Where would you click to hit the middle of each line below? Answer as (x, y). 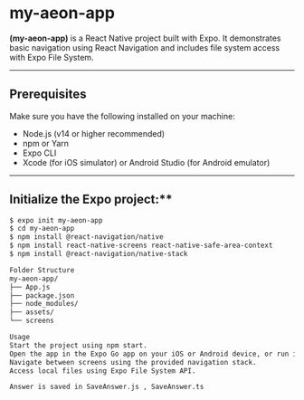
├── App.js (30, 287)
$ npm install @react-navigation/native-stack (99, 254)
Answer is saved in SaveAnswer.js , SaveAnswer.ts (107, 387)
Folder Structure (42, 270)
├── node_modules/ (44, 304)
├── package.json (42, 295)
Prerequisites (48, 95)
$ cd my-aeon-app (42, 229)
